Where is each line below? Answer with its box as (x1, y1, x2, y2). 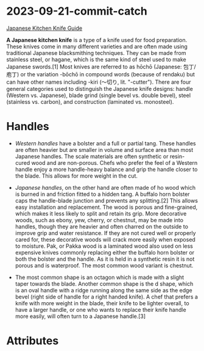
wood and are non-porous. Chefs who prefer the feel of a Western (31, 159, 198, 166)
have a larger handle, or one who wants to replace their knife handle (15, 306, 187, 313)
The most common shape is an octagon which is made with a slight (15, 273, 185, 281)
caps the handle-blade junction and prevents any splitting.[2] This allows (15, 197, 198, 204)
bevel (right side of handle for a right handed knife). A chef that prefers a (15, 293, 198, 300)
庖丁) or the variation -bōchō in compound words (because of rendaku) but (6, 70, 195, 78)
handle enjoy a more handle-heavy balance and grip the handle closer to (15, 165, 198, 173)
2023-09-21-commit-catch (6, 4, 147, 18)
